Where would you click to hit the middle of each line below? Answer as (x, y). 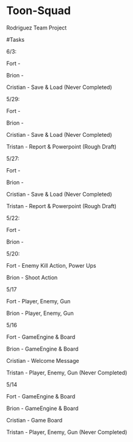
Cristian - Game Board (34, 420)
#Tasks (16, 39)
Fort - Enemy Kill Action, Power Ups (51, 265)
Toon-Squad (39, 11)
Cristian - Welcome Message (43, 360)
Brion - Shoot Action (32, 277)
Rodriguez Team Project (37, 28)
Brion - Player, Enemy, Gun (40, 313)
